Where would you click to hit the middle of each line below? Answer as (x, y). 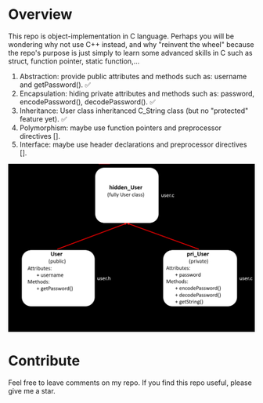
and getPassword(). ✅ (55, 85)
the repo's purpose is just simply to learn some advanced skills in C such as (130, 53)
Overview (40, 15)
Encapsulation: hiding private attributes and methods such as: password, (137, 93)
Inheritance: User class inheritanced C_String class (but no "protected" (134, 111)
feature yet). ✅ (43, 118)
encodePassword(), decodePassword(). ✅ (88, 102)
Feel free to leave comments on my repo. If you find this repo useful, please (130, 383)
